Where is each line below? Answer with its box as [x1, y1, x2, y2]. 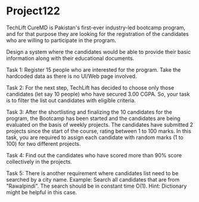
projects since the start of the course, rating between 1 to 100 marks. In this [6, 127, 192, 134]
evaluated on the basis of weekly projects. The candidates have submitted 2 [6, 121, 194, 128]
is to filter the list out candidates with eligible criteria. [6, 97, 136, 104]
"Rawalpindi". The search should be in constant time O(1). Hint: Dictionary [6, 182, 187, 189]
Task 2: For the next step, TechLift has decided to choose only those [6, 84, 175, 91]
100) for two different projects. [6, 140, 82, 147]
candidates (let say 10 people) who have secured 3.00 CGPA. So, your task [6, 90, 190, 97]
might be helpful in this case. [6, 188, 77, 195]
